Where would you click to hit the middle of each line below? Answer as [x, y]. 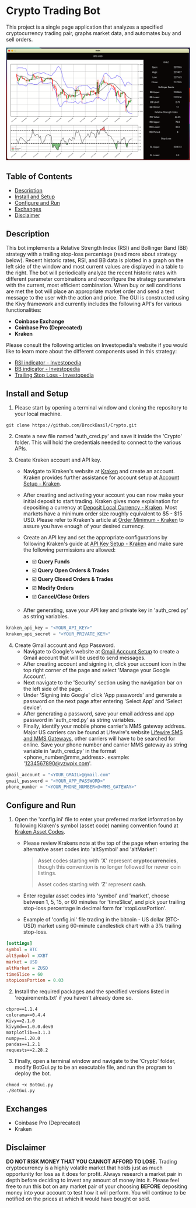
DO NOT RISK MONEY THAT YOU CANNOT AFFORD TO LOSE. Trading [92, 1161]
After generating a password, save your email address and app [99, 713]
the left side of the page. [53, 689]
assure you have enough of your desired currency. [84, 526]
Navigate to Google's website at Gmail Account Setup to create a [101, 651]
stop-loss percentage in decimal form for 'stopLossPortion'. [95, 908]
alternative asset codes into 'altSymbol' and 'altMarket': [90, 849]
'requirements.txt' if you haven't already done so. [73, 998]
